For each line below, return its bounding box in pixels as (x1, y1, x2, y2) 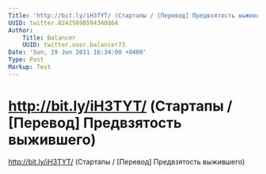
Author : (8, 26, 34, 34)
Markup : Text (8, 63, 51, 71)
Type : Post (8, 56, 44, 64)
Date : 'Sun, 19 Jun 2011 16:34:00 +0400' (8, 48, 147, 56)
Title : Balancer (22, 33, 77, 42)
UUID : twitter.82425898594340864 (8, 19, 119, 27)
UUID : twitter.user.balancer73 (22, 41, 126, 49)
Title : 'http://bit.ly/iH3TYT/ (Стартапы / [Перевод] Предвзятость (8, 11, 236, 20)
